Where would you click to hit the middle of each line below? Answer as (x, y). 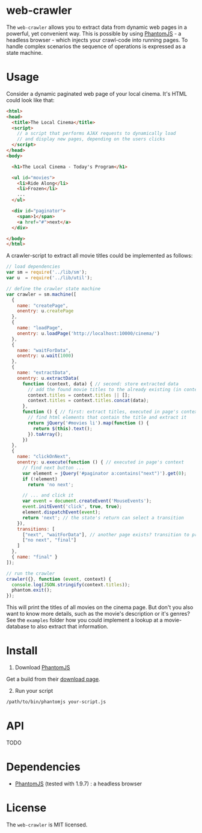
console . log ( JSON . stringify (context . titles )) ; (71, 584)
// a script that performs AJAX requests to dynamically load (96, 134)
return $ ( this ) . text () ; (63, 429)
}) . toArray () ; (45, 434)
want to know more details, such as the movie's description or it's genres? (98, 614)
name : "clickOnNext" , (44, 457)
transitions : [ (36, 529)
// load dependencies (33, 267)
